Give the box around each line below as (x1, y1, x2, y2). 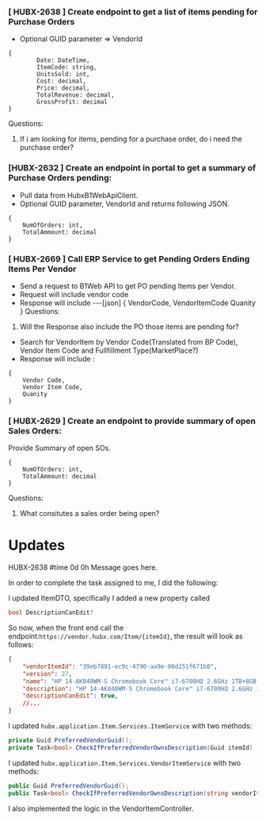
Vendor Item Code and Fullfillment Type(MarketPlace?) (19, 346, 199, 355)
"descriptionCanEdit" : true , (22, 692, 119, 700)
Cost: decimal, (36, 78, 87, 86)
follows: (8, 640, 34, 649)
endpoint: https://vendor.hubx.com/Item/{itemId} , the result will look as (8, 632, 243, 640)
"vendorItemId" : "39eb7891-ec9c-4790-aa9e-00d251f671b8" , (22, 663, 218, 670)
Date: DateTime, (36, 56, 90, 65)
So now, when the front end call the (8, 623, 124, 632)
